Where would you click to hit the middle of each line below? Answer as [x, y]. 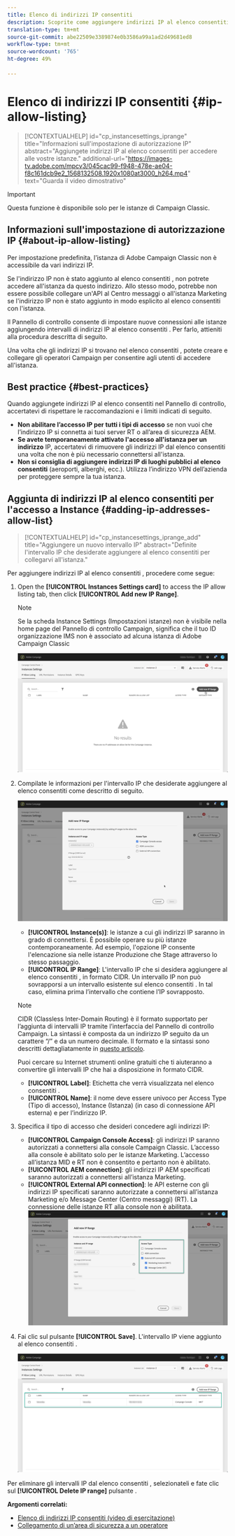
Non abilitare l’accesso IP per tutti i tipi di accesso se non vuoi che [115, 425]
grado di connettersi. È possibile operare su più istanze [107, 940]
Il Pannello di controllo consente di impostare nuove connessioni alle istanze [117, 322]
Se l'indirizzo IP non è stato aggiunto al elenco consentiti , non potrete [108, 278]
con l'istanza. [27, 308]
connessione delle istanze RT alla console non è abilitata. [110, 1207]
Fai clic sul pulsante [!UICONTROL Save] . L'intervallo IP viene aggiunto [119, 1336]
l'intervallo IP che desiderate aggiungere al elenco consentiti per [117, 552]
